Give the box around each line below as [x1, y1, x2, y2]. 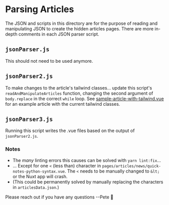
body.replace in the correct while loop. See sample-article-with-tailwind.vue [5, 95, 164, 102]
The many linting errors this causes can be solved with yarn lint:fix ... [12, 157, 161, 163]
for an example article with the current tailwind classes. [5, 101, 120, 107]
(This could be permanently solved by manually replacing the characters [12, 179, 163, 185]
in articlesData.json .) [12, 184, 60, 190]
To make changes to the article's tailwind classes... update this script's [5, 85, 152, 91]
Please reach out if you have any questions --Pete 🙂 [5, 194, 114, 200]
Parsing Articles [5, 4, 74, 15]
